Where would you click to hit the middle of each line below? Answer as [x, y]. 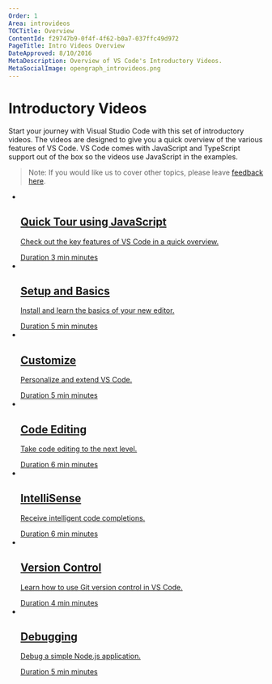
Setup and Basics [65, 291]
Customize [48, 360]
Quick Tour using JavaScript [93, 222]
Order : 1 [23, 16]
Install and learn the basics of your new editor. [97, 310]
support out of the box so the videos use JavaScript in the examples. [123, 156]
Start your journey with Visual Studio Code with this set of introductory [126, 131]
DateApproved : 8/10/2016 [50, 53]
